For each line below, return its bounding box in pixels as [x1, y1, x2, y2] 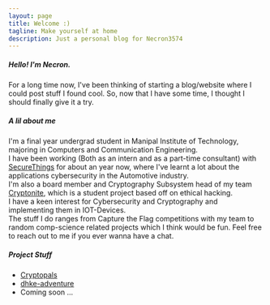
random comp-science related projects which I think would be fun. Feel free [8, 222, 262, 232]
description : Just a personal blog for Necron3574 [8, 34, 183, 43]
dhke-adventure [19, 279, 75, 289]
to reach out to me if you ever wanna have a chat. [8, 231, 174, 241]
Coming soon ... [19, 287, 74, 297]
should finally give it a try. [8, 97, 95, 107]
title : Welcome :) [8, 19, 71, 28]
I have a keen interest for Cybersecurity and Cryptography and [8, 196, 218, 207]
